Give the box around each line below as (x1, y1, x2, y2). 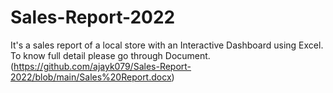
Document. (164, 49, 211, 61)
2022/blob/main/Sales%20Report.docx (10, 71, 172, 83)
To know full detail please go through (10, 49, 163, 61)
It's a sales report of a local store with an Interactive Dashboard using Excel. (10, 39, 324, 51)
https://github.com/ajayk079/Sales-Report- (13, 60, 192, 72)
